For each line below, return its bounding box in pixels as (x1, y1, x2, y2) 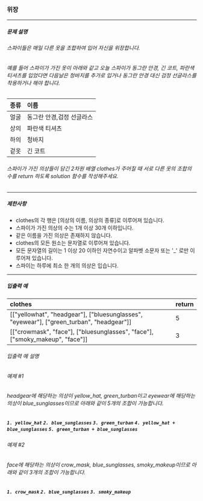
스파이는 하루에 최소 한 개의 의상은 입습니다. (15, 261, 119, 269)
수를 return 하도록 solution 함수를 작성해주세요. (7, 173, 119, 180)
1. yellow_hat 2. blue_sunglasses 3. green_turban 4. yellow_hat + (7, 420, 175, 426)
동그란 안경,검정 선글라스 (27, 113, 93, 121)
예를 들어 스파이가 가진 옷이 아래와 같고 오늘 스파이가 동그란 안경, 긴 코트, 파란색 (7, 64, 195, 71)
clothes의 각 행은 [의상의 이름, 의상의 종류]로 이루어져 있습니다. (15, 216, 165, 224)
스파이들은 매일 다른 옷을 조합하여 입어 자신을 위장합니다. (7, 44, 140, 52)
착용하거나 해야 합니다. (7, 79, 60, 86)
